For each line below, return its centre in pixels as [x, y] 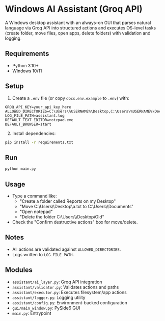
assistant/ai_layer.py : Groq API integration [57, 282]
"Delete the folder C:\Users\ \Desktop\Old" [62, 216]
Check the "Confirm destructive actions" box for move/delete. [75, 222]
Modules [19, 270]
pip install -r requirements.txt [39, 142]
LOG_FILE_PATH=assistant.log [35, 116]
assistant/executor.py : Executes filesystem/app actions [69, 292]
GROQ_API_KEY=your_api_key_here [38, 107]
